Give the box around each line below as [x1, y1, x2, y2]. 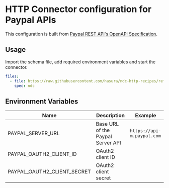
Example [135, 112, 156, 119]
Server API [96, 139, 122, 146]
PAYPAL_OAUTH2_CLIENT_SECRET [8, 168, 92, 175]
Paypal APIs [5, 14, 56, 26]
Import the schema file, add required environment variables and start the [5, 59, 156, 65]
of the [96, 127, 110, 134]
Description [96, 112, 125, 119]
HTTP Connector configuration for [5, 4, 152, 15]
